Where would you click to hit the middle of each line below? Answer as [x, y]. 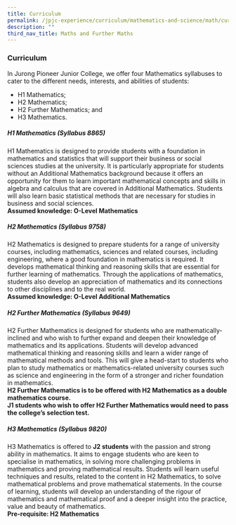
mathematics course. [39, 398]
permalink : [23, 20]
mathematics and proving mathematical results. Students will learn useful [113, 469]
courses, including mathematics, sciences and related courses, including [113, 252]
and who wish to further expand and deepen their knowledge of [124, 338]
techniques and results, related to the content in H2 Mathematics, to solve [114, 476]
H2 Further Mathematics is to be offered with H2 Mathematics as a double [117, 391]
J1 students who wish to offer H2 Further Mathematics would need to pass [118, 405]
